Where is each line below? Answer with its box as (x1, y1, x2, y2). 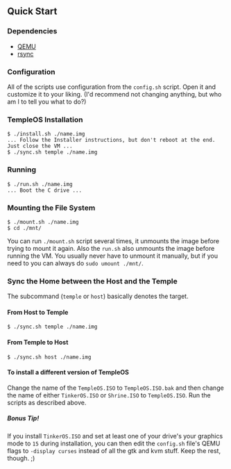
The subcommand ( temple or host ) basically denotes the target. (7, 292, 189, 301)
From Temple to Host (7, 338, 69, 346)
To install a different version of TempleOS (7, 368, 130, 377)
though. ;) (7, 454, 35, 462)
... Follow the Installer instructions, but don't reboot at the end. (7, 137, 216, 144)
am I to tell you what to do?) (7, 97, 87, 106)
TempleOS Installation (7, 115, 83, 124)
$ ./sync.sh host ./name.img (7, 354, 92, 361)
